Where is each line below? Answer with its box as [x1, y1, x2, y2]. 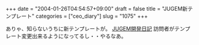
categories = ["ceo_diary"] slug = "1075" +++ [35, 12, 148, 20]
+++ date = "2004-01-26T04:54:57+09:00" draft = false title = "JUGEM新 [5, 5, 188, 12]
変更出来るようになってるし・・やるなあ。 [21, 33, 127, 40]
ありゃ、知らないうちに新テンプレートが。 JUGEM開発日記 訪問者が [5, 25, 175, 32]
